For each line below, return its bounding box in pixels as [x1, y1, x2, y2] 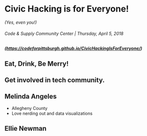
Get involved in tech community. [4, 76, 105, 84]
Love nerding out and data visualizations [11, 110, 93, 116]
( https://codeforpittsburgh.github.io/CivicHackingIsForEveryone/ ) [4, 45, 143, 51]
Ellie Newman [4, 124, 47, 133]
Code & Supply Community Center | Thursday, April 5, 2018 [4, 30, 124, 36]
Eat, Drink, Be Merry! [4, 60, 69, 68]
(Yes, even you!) [4, 19, 37, 25]
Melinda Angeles [4, 92, 57, 101]
